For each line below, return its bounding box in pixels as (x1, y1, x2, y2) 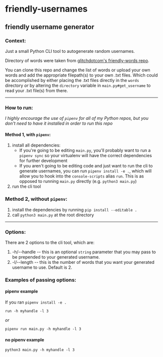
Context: (5, 37, 26, 44)
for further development (19, 158, 67, 163)
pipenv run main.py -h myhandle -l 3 (5, 326, 81, 332)
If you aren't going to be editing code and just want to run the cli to (19, 163, 153, 169)
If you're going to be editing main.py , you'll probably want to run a (19, 147, 151, 153)
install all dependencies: (12, 142, 61, 148)
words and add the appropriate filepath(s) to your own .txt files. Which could (5, 72, 158, 78)
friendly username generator (5, 23, 95, 31)
